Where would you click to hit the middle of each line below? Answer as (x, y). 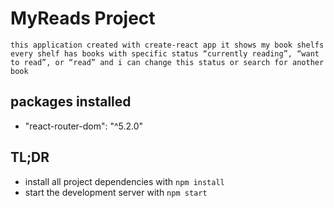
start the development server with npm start (116, 192)
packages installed (71, 102)
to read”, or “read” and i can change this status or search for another (167, 62)
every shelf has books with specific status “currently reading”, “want (165, 53)
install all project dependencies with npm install (124, 181)
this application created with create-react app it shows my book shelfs (167, 45)
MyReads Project (83, 18)
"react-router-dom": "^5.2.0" (84, 126)
